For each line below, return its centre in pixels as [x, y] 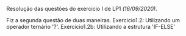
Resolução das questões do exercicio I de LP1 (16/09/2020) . [82, 9]
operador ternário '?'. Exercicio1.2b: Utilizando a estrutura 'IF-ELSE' [91, 27]
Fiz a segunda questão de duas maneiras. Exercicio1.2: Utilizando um [93, 20]
